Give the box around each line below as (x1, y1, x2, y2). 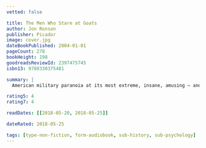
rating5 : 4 (6, 93, 34, 100)
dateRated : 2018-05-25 (6, 121, 64, 127)
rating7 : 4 (6, 99, 34, 105)
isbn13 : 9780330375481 (6, 65, 64, 72)
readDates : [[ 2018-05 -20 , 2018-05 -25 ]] (6, 110, 109, 116)
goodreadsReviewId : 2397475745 (6, 59, 86, 66)
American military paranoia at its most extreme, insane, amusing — (12, 82, 191, 89)
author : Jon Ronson (6, 26, 56, 32)
